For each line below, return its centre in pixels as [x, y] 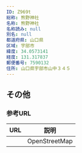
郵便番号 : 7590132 [28, 63]
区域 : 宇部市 [20, 46]
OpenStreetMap [50, 141]
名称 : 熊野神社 [23, 23]
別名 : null [19, 35]
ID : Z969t [19, 12]
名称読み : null [24, 29]
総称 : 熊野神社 [23, 18]
